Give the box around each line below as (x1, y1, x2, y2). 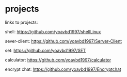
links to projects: (5, 19, 38, 25)
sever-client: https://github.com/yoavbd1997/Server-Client (5, 38, 122, 44)
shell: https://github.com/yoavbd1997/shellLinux (5, 29, 101, 34)
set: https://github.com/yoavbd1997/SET (5, 47, 86, 53)
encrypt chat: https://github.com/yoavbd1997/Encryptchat (5, 66, 121, 72)
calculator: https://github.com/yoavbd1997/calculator (5, 57, 111, 62)
